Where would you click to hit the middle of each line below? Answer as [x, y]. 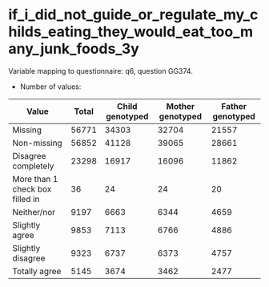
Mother [181, 106]
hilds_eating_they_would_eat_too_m [131, 32]
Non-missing [37, 143]
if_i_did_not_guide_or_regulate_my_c [133, 15]
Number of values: [50, 87]
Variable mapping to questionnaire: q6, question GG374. [101, 71]
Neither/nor [34, 212]
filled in [26, 199]
